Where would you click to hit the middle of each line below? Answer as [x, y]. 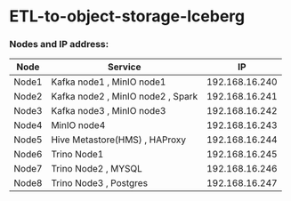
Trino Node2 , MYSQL [97, 169]
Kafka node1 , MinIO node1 [109, 82]
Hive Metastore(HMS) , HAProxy [119, 140]
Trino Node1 [77, 155]
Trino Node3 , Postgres [100, 183]
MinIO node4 [78, 125]
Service [125, 67]
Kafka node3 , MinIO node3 [109, 111]
